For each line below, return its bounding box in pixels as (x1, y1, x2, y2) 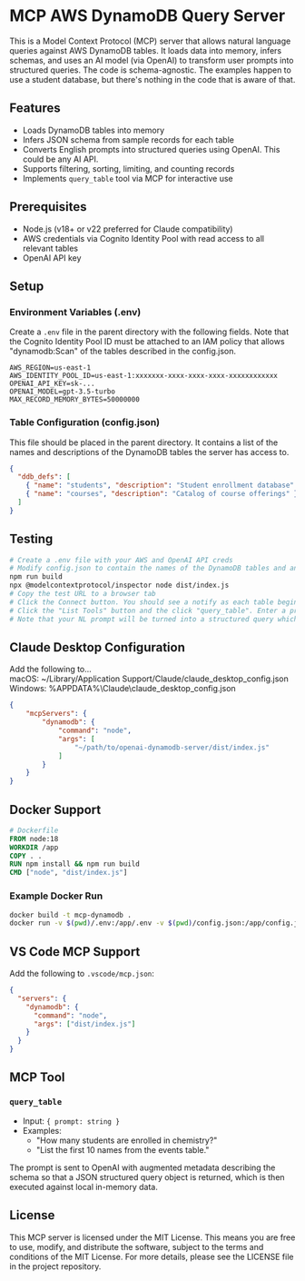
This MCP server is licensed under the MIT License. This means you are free (9, 1232, 296, 1243)
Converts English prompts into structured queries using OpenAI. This (22, 144, 280, 154)
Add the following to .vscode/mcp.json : (9, 968, 154, 979)
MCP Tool (9, 1069, 65, 1086)
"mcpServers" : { (25, 710, 88, 719)
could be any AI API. (22, 154, 99, 164)
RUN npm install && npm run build (9, 859, 141, 869)
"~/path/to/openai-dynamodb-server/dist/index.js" (74, 742, 271, 752)
